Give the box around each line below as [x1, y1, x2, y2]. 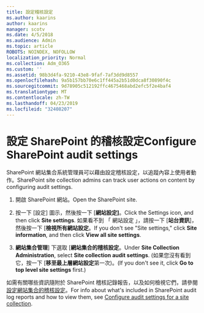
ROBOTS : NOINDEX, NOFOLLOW [6, 49, 75, 55]
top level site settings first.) [15, 266, 86, 274]
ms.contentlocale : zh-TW [6, 95, 70, 101]
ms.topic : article [6, 44, 53, 50]
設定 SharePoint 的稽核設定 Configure [6, 134, 197, 148]
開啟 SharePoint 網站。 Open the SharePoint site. [15, 196, 138, 203]
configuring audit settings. [6, 184, 73, 191]
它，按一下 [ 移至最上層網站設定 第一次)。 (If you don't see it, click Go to [15, 259, 194, 267]
